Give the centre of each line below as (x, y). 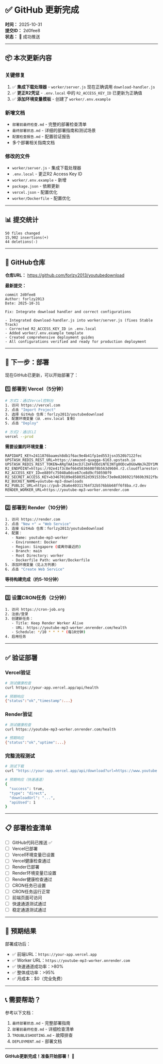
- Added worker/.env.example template (44, 333)
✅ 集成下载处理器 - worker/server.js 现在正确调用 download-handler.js (83, 87)
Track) (12, 324)
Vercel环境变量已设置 (33, 855)
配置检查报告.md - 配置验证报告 (41, 136)
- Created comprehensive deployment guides (50, 337)
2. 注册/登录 (17, 614)
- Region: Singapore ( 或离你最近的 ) (46, 547)
